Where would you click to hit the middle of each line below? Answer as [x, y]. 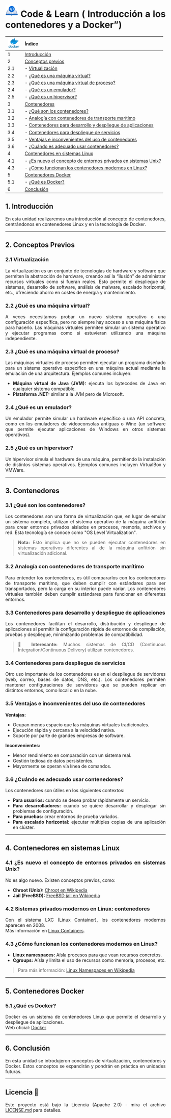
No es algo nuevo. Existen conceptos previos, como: [60, 880]
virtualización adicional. [42, 553]
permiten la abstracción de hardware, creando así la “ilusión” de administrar [85, 276]
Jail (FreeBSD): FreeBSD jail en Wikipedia [56, 895]
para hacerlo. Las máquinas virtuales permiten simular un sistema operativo [85, 327]
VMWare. [15, 470]
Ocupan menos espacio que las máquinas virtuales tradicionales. [81, 725]
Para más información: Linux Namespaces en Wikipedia [76, 970]
